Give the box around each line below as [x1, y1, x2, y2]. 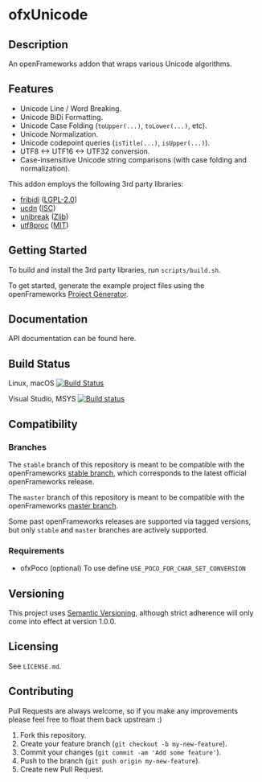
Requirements [8, 545, 65, 556]
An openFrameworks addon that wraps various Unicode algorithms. [8, 59, 233, 68]
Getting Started [8, 244, 88, 257]
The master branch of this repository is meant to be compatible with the [8, 492, 245, 502]
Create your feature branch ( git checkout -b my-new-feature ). [19, 739, 227, 748]
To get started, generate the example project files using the [8, 280, 205, 290]
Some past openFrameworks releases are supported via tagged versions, [8, 517, 252, 526]
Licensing [8, 640, 59, 653]
